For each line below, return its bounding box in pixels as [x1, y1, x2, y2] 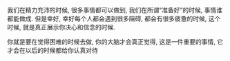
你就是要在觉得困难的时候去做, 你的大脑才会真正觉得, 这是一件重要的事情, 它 [7, 38, 223, 46]
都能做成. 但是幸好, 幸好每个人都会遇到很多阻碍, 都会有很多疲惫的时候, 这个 [7, 14, 221, 23]
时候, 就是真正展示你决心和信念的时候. [7, 23, 116, 31]
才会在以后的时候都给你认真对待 [7, 47, 98, 54]
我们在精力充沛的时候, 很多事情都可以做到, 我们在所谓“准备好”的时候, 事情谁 [7, 6, 223, 14]
